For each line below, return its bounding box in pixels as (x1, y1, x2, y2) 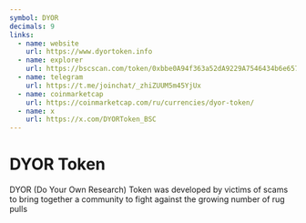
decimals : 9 (9, 22, 55, 31)
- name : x (17, 106, 55, 116)
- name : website (17, 38, 79, 48)
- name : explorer (17, 56, 84, 65)
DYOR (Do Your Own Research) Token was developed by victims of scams (9, 184, 289, 196)
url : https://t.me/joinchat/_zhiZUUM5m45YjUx (25, 81, 202, 90)
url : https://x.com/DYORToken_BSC (25, 115, 157, 124)
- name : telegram (17, 73, 84, 82)
